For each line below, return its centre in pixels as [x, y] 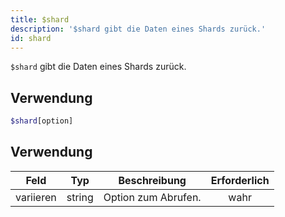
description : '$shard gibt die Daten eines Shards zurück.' [138, 29]
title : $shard [40, 19]
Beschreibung [152, 180]
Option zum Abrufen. [152, 197]
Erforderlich [240, 180]
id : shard [31, 38]
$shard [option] [42, 121]
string [80, 197]
